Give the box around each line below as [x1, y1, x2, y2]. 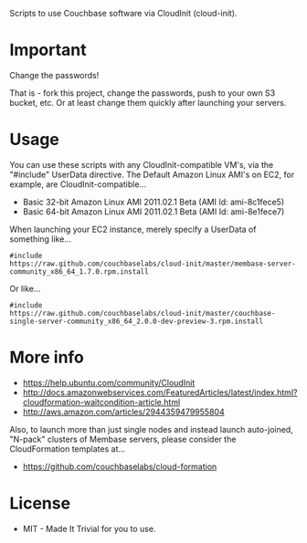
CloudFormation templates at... [9, 443, 126, 454]
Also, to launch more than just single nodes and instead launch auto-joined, [9, 423, 294, 434]
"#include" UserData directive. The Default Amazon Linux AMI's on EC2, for [9, 169, 295, 180]
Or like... [9, 283, 41, 294]
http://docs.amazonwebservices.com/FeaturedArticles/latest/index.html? [22, 387, 298, 398]
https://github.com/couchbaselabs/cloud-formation [22, 461, 217, 472]
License [9, 493, 71, 514]
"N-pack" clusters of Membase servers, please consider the [9, 433, 237, 444]
